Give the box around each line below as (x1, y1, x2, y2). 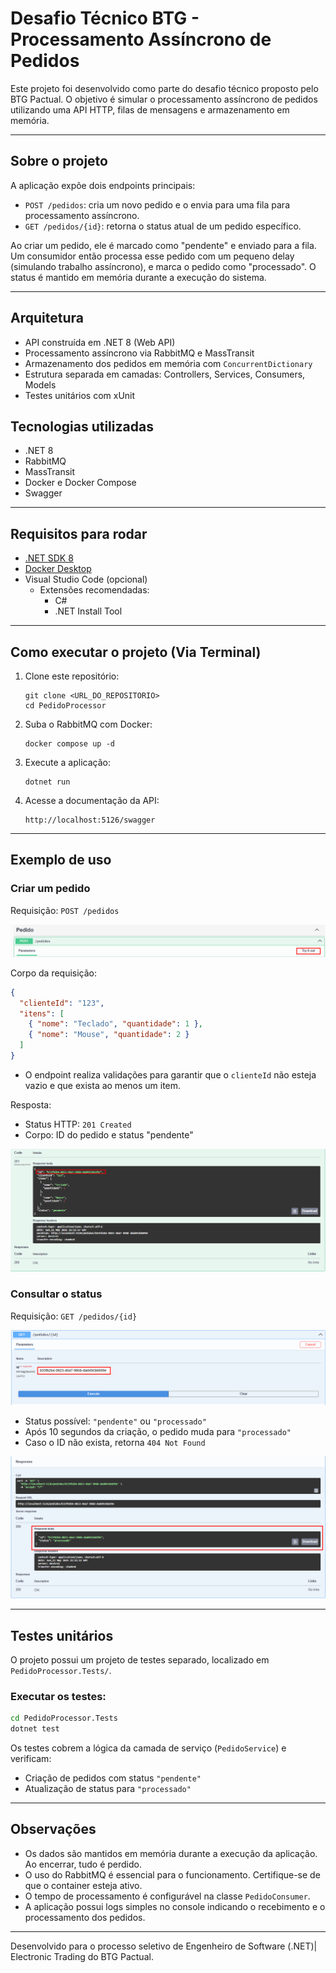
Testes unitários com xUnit (24, 389, 136, 401)
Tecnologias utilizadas (10, 418, 154, 435)
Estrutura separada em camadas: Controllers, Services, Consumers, (24, 368, 306, 380)
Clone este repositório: (24, 670, 120, 682)
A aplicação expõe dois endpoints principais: (10, 179, 196, 191)
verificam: (10, 1753, 52, 1764)
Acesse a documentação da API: (24, 795, 160, 806)
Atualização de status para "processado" (24, 1783, 192, 1794)
